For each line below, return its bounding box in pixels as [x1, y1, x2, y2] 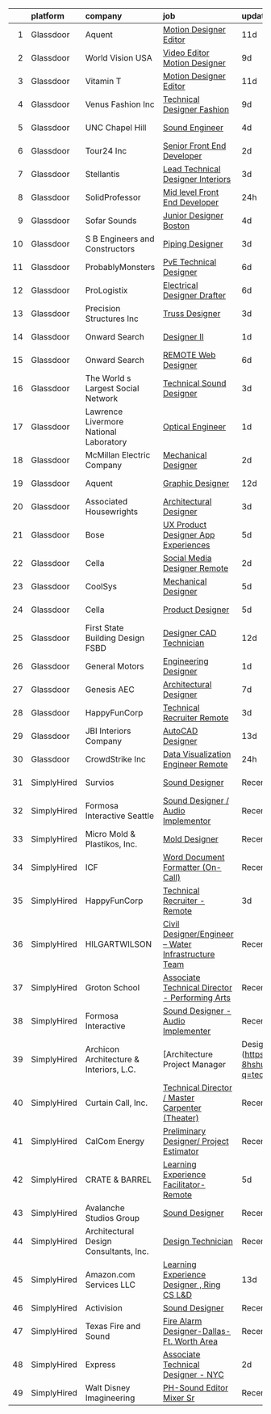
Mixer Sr [162, 1392, 195, 1403]
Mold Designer [162, 834, 219, 844]
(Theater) [162, 1112, 199, 1123]
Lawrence [85, 406, 123, 417]
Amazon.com [85, 1269, 135, 1280]
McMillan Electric [85, 450, 151, 460]
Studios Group [85, 1213, 140, 1223]
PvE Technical [162, 256, 217, 268]
